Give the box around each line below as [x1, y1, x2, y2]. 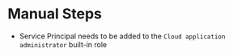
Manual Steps [7, 5, 103, 23]
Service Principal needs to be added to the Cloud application [19, 31, 226, 41]
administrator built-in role [19, 39, 107, 49]
